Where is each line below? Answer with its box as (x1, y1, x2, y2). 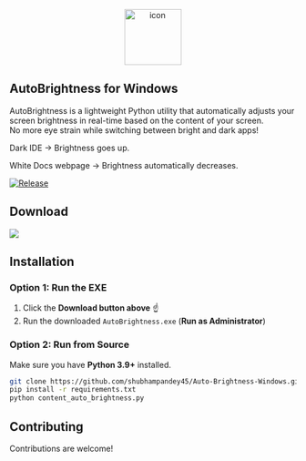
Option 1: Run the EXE (9, 281, 107, 293)
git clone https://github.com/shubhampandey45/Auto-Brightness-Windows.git (9, 376, 303, 386)
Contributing (9, 419, 84, 435)
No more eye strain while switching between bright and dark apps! (9, 124, 260, 136)
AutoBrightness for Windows (9, 81, 178, 97)
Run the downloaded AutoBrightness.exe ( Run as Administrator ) (22, 315, 266, 327)
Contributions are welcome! (9, 443, 114, 455)
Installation (9, 254, 75, 270)
